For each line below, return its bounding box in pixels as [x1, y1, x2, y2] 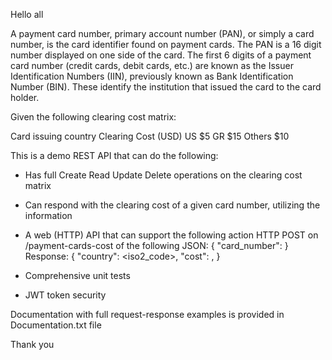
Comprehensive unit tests [24, 270, 131, 281]
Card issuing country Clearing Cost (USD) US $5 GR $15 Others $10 [10, 130, 290, 142]
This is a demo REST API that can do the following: [10, 150, 219, 161]
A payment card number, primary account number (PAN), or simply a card [10, 28, 315, 39]
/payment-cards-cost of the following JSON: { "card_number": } [24, 240, 289, 251]
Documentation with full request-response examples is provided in [10, 309, 285, 320]
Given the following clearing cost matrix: [10, 111, 177, 123]
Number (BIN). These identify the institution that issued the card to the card [10, 81, 322, 93]
